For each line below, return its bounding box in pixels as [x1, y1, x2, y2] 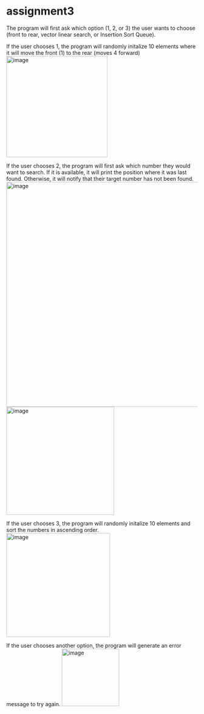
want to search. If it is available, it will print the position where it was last [6, 169, 187, 176]
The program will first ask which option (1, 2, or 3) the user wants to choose [6, 24, 195, 32]
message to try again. [6, 700, 61, 707]
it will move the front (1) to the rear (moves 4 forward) [6, 49, 141, 56]
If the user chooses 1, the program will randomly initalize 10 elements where [6, 43, 196, 50]
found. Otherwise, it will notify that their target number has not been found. [6, 175, 194, 182]
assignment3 [6, 4, 75, 18]
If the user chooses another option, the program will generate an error [6, 642, 182, 649]
